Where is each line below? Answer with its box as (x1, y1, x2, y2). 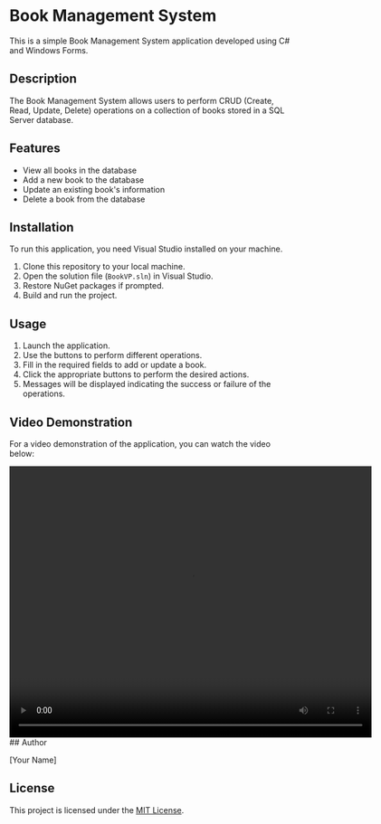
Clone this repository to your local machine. (22, 261, 186, 272)
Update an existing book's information (22, 184, 166, 194)
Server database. (9, 114, 74, 125)
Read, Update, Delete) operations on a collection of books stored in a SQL (9, 105, 285, 116)
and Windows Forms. (9, 44, 89, 55)
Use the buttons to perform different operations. (22, 350, 203, 361)
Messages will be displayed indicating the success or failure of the (22, 379, 271, 390)
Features (9, 141, 61, 156)
